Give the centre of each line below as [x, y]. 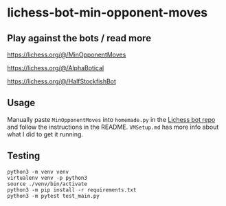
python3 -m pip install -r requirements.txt [72, 190]
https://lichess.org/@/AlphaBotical [56, 68]
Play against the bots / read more [79, 38]
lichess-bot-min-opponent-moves [108, 13]
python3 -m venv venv [38, 172]
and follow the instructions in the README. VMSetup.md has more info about [113, 127]
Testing [24, 156]
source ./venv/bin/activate [47, 184]
